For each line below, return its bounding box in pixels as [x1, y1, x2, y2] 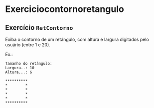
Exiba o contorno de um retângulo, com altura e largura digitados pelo [5, 36, 150, 42]
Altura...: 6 [5, 70, 32, 75]
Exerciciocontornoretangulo [5, 3, 125, 15]
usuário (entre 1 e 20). [5, 42, 51, 48]
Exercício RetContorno [5, 23, 73, 32]
